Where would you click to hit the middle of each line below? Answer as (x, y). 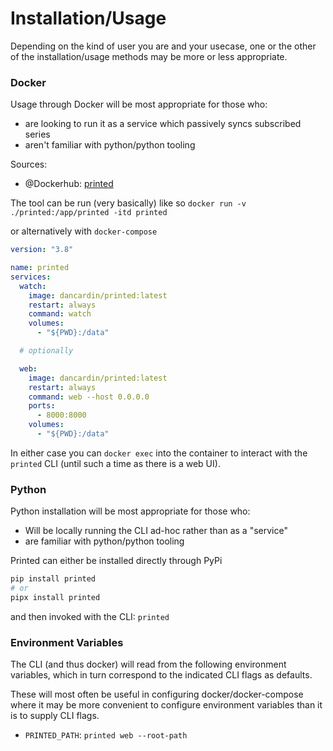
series (37, 134)
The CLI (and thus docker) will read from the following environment (148, 664)
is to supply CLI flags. (55, 716)
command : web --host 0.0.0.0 (89, 397)
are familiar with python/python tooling (104, 541)
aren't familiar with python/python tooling (110, 145)
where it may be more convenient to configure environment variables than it (166, 705)
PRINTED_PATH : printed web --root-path (106, 735)
